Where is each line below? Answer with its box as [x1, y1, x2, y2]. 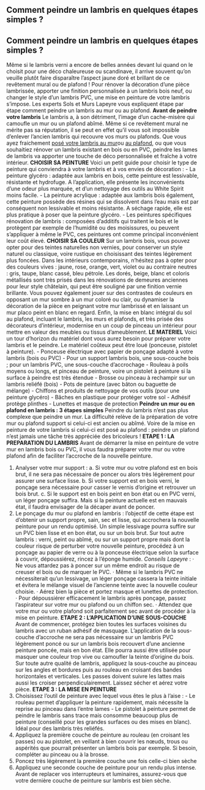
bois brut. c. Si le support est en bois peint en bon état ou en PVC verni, [15, 490, 196, 497]
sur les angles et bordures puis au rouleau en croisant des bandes [15, 666, 182, 673]
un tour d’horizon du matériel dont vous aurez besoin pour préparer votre [6, 335, 191, 342]
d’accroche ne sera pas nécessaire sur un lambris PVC [35, 634, 174, 641]
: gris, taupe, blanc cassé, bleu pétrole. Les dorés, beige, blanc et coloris [6, 270, 190, 277]
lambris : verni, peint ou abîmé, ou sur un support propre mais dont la [15, 536, 190, 543]
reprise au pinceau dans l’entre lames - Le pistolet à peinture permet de [15, 705, 196, 713]
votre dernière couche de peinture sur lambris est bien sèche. [15, 777, 171, 784]
